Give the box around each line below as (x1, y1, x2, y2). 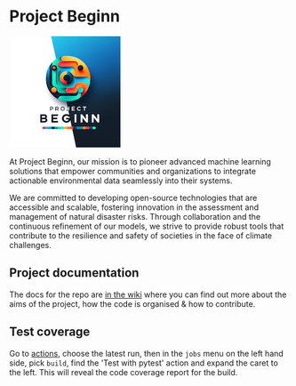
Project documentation (9, 265, 140, 281)
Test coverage (9, 325, 91, 340)
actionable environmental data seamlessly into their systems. (9, 175, 233, 186)
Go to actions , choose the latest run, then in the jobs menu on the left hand (9, 348, 284, 358)
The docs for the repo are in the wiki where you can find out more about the (9, 289, 287, 300)
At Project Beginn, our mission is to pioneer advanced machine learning (9, 156, 271, 166)
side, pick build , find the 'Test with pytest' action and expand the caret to (9, 358, 278, 368)
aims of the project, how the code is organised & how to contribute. (9, 298, 256, 309)
